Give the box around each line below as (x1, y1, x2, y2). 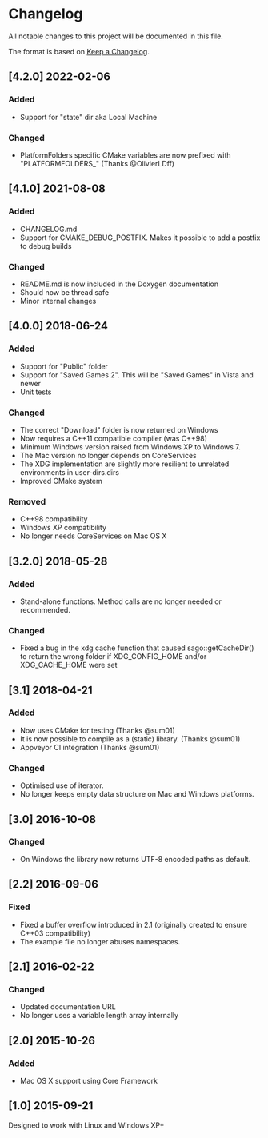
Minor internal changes (19, 296, 97, 305)
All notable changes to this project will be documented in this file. (8, 31, 224, 41)
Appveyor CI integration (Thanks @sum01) (19, 742, 160, 752)
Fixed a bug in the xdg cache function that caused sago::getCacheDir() (19, 643, 254, 653)
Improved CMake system (19, 476, 102, 485)
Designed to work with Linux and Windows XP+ (8, 1120, 165, 1130)
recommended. (19, 605, 70, 614)
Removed (8, 496, 46, 507)
